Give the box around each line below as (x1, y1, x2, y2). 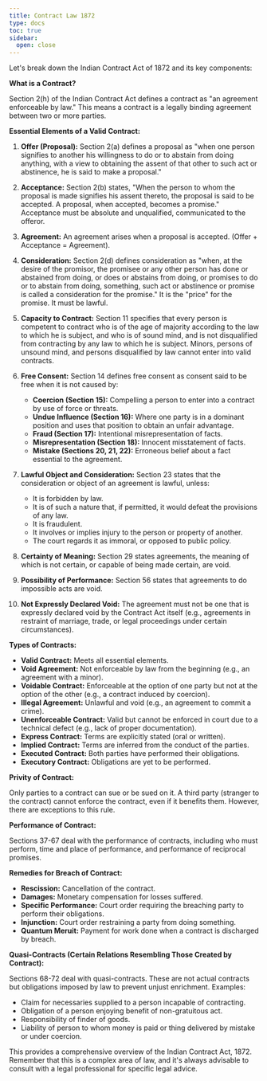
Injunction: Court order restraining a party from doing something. (20, 918, 237, 927)
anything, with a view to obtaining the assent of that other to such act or (20, 159, 257, 168)
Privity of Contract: (9, 773, 74, 782)
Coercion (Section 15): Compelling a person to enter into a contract (32, 395, 255, 405)
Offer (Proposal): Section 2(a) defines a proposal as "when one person (20, 142, 256, 151)
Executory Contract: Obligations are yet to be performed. (20, 758, 211, 767)
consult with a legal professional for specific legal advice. (9, 1064, 198, 1074)
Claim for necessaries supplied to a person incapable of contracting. (20, 997, 246, 1008)
